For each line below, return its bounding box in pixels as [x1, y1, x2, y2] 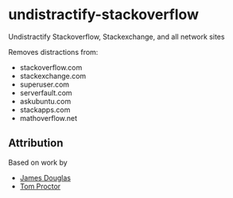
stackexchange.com [19, 71, 87, 80]
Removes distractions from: [8, 47, 99, 56]
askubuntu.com [19, 96, 72, 106]
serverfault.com [19, 87, 73, 97]
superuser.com [19, 80, 70, 89]
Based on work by [8, 157, 68, 167]
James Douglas [19, 173, 72, 182]
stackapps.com [19, 105, 71, 115]
